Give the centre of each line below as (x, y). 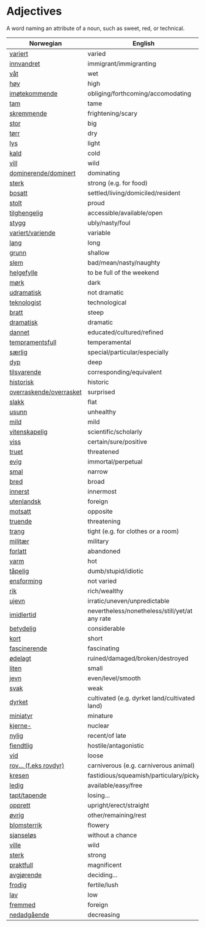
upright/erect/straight (118, 805)
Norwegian (45, 43)
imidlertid (23, 615)
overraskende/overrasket (46, 392)
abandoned (104, 551)
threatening (104, 521)
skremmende (28, 113)
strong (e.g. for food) (118, 183)
